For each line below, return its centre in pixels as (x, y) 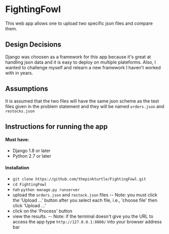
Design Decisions (33, 45)
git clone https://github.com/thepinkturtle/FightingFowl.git (79, 179)
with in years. (19, 73)
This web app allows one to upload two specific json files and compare (79, 23)
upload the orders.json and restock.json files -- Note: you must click (85, 195)
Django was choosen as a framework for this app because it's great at (78, 57)
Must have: (17, 139)
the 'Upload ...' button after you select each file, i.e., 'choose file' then (85, 200)
